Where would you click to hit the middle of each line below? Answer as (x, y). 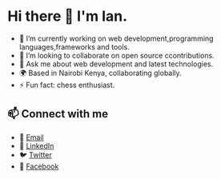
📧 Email (32, 137)
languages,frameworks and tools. (74, 46)
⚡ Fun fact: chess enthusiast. (67, 85)
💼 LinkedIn (36, 145)
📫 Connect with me (58, 114)
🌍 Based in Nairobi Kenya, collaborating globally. (100, 73)
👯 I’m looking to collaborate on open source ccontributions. (117, 55)
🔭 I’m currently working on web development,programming (116, 38)
